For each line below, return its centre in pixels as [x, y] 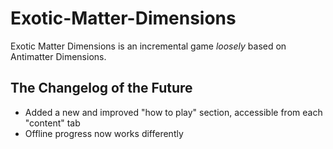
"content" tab [52, 123]
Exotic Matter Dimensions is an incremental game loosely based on [148, 46]
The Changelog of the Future [101, 88]
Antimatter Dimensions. [58, 56]
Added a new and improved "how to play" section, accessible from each [173, 112]
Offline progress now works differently [104, 133]
